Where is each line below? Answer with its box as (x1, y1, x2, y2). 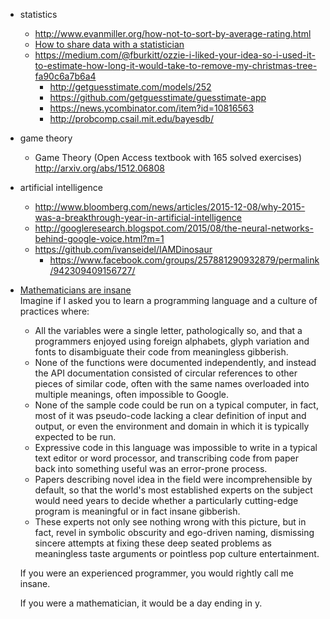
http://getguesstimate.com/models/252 (49, 81, 212, 93)
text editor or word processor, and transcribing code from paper (34, 452, 299, 464)
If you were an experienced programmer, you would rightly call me (19, 567, 294, 579)
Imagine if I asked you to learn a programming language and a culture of (19, 295, 318, 306)
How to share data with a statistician (34, 39, 185, 50)
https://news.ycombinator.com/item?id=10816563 (49, 102, 255, 114)
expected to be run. (34, 431, 117, 443)
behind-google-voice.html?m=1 (34, 233, 165, 244)
